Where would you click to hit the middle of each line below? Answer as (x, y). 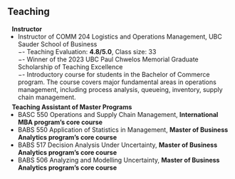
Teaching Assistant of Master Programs (72, 107)
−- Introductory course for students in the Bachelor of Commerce (114, 74)
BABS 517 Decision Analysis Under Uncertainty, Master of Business (117, 145)
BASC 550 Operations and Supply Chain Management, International (118, 114)
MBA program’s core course (60, 122)
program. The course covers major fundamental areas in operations (117, 82)
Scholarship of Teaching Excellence (70, 66)
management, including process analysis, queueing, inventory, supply (120, 89)
